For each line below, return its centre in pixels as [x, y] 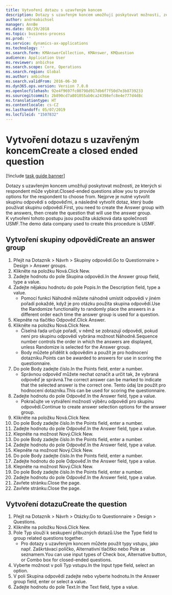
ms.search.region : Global [33, 72]
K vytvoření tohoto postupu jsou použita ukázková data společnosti [77, 218]
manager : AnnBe [22, 24]
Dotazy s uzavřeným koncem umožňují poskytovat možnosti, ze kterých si [84, 186]
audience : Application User [36, 58]
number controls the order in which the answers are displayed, [87, 341]
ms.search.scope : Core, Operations [44, 67]
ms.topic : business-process [36, 34]
